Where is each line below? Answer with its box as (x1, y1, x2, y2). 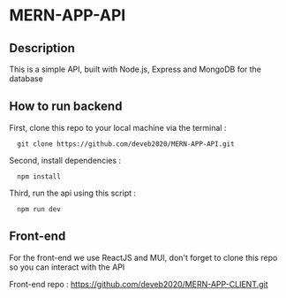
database (9, 73, 44, 84)
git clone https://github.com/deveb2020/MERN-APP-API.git (17, 139, 236, 149)
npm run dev (17, 204, 62, 213)
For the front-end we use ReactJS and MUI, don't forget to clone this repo (9, 252, 278, 263)
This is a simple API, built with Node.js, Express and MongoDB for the (9, 64, 262, 74)
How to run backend (9, 99, 123, 114)
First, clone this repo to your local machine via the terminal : (9, 122, 227, 133)
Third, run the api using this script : (9, 187, 137, 198)
